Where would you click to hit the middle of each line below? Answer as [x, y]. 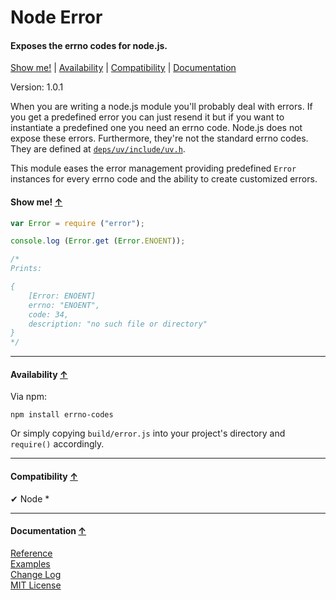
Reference [31, 553]
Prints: [26, 269]
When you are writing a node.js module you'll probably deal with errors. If [161, 107]
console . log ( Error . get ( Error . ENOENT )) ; [98, 241]
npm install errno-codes [62, 415]
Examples [30, 563]
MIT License [36, 585]
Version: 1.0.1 [37, 87]
